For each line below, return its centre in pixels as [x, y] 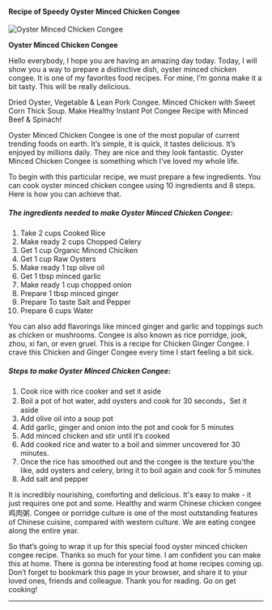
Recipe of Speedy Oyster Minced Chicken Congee [94, 11]
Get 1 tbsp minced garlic [60, 277]
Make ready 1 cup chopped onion [76, 285]
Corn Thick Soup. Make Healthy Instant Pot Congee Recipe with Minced [128, 111]
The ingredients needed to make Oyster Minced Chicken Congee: [121, 213]
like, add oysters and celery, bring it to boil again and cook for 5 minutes [140, 470]
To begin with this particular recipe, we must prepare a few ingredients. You [135, 177]
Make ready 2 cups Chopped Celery [81, 242]
